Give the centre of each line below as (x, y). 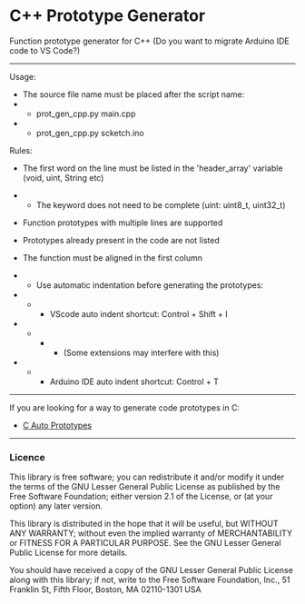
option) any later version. (56, 506)
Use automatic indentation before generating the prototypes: (150, 285)
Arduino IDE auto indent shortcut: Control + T (134, 381)
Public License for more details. (69, 553)
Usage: (23, 76)
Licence (27, 457)
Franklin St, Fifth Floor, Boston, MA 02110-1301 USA (105, 589)
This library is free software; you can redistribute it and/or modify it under (147, 477)
